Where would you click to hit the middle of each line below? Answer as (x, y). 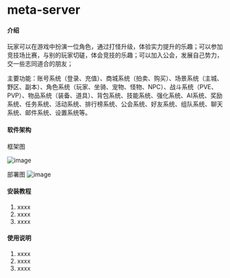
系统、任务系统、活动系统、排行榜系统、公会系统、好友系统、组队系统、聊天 (115, 104)
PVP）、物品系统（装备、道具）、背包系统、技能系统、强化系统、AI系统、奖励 (115, 95)
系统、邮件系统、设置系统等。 (49, 113)
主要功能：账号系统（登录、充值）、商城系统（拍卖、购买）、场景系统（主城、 (115, 78)
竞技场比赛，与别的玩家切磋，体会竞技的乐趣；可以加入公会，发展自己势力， (115, 55)
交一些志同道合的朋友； (40, 64)
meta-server (44, 10)
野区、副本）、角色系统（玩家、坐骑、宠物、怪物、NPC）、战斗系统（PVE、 (112, 87)
